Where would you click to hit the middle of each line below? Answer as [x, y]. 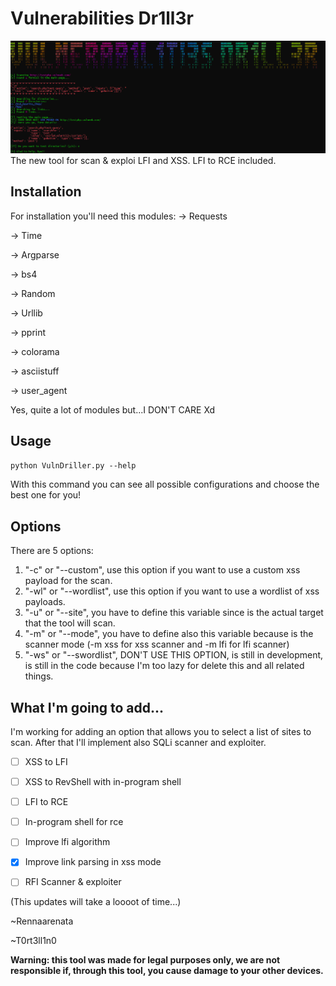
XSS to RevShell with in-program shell [103, 782]
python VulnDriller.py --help [73, 466]
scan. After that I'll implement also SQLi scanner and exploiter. [138, 742]
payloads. [45, 602]
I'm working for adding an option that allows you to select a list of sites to [161, 731]
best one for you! [46, 495]
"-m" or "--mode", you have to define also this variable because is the [169, 634]
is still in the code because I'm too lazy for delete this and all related [164, 666]
